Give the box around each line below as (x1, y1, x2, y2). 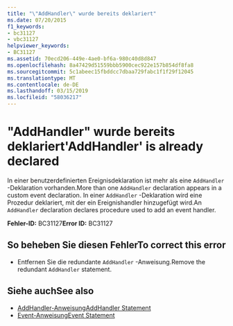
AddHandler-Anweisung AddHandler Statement (17, 303, 151, 312)
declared (7, 153, 60, 169)
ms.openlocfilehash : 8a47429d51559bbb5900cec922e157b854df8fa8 (7, 62, 194, 69)
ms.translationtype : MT (7, 74, 76, 82)
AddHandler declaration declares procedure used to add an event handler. (7, 205, 216, 214)
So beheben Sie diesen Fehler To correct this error (7, 239, 226, 251)
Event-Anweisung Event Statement (17, 311, 116, 319)
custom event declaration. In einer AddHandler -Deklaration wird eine (7, 191, 202, 199)
